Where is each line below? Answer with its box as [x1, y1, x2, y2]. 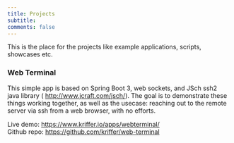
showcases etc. [7, 50, 53, 58]
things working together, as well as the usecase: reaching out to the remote [7, 99, 228, 107]
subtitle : [7, 17, 37, 24]
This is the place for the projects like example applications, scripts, [7, 43, 201, 51]
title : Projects [7, 10, 55, 18]
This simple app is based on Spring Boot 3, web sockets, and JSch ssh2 [7, 84, 218, 92]
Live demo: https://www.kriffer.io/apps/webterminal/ [7, 120, 160, 128]
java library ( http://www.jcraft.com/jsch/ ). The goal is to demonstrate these [7, 91, 228, 99]
